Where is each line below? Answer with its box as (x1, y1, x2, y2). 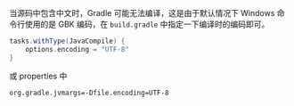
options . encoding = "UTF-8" (25, 45, 129, 53)
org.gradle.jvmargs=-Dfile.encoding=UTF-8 (9, 88, 169, 97)
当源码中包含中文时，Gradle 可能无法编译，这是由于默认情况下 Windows (9, 8, 275, 18)
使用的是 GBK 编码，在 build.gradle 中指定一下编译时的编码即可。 (24, 19, 270, 29)
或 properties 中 (9, 70, 68, 81)
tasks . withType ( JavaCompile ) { (9, 37, 126, 45)
